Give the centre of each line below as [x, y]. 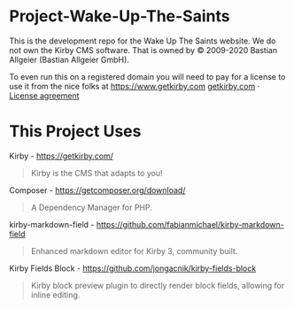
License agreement [44, 96]
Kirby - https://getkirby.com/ [61, 156]
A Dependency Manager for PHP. [92, 207]
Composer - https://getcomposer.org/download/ [97, 190]
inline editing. [55, 295]
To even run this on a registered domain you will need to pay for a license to [147, 76]
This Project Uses [75, 131]
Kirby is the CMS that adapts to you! [97, 173]
